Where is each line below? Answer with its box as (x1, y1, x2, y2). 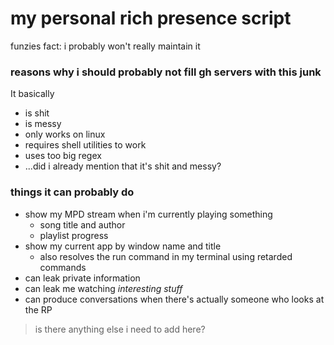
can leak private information (24, 272, 141, 284)
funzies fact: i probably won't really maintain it (10, 40, 201, 52)
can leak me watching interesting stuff (24, 282, 183, 294)
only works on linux (24, 128, 106, 141)
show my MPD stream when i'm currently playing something (24, 208, 273, 220)
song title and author (39, 218, 126, 231)
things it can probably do (10, 185, 135, 199)
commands (39, 261, 87, 273)
